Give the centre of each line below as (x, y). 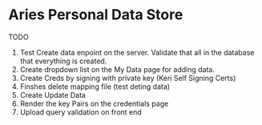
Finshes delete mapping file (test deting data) (95, 87)
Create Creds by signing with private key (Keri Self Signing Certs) (128, 78)
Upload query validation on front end (81, 112)
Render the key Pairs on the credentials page (94, 103)
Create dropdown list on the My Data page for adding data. (117, 69)
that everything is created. (63, 61)
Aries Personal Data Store (96, 15)
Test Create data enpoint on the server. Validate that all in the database (137, 52)
